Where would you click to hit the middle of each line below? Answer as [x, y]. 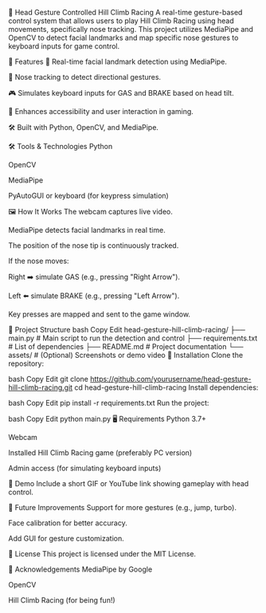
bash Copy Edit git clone [49, 379]
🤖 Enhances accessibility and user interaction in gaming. [101, 111]
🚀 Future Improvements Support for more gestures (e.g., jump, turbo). [123, 507]
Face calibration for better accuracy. [68, 523]
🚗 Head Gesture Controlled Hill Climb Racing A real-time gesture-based [125, 12]
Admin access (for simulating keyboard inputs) [85, 468]
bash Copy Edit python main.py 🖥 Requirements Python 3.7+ [108, 419]
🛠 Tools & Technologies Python [61, 146]
